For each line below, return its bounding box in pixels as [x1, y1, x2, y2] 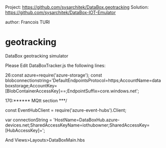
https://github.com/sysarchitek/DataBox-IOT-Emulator [5, 9, 116, 15]
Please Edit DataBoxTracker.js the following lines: [5, 62, 106, 69]
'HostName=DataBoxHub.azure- [53, 117, 120, 123]
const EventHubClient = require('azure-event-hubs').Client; [5, 107, 127, 113]
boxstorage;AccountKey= [5, 82, 58, 88]
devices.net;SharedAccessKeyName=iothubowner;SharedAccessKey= [5, 122, 150, 128]
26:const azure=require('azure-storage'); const [5, 72, 102, 78]
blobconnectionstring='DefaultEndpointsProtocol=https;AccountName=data [5, 77, 162, 83]
